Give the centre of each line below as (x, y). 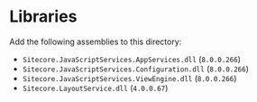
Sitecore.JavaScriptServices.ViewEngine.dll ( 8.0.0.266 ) (129, 78)
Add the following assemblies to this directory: (96, 42)
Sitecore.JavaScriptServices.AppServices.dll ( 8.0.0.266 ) (132, 59)
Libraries (43, 17)
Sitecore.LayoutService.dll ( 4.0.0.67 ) (95, 88)
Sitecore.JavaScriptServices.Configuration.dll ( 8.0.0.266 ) (136, 69)
